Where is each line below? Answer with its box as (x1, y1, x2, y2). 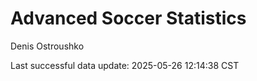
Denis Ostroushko (10, 40, 85, 52)
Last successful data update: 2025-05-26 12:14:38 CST (10, 59, 240, 71)
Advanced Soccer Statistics (10, 7, 247, 30)
